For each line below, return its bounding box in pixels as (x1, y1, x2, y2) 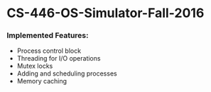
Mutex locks (16, 62, 53, 71)
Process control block (16, 46, 82, 55)
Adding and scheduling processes (16, 69, 118, 78)
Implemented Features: (6, 31, 89, 41)
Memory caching (16, 77, 67, 86)
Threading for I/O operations (16, 54, 101, 63)
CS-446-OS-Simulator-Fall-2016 (6, 5, 205, 21)
